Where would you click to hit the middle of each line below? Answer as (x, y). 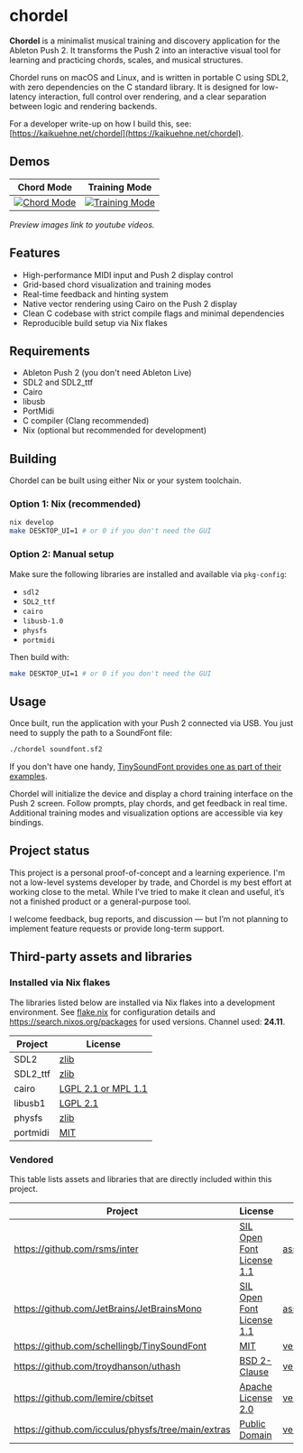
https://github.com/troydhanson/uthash (97, 1366)
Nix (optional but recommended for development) (115, 431)
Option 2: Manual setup (62, 554)
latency (23, 97)
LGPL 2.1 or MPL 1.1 (103, 1088)
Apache (256, 1386)
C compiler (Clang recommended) (86, 421)
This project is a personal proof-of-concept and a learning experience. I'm (147, 872)
